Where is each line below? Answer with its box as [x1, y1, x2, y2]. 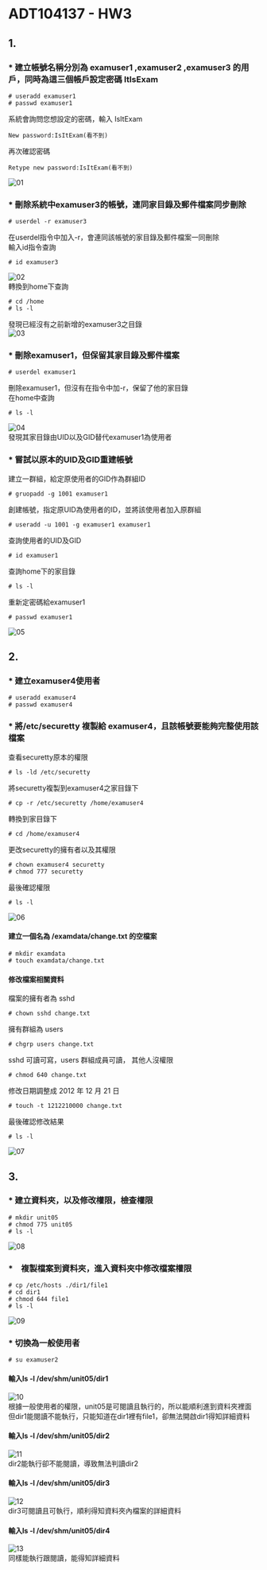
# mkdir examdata [8, 950, 66, 958]
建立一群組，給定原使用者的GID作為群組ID [8, 474, 146, 484]
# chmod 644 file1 [8, 1296, 69, 1304]
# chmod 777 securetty [8, 868, 83, 876]
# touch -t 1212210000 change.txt [8, 1102, 123, 1110]
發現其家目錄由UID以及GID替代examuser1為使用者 [8, 433, 172, 442]
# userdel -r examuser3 [8, 218, 87, 226]
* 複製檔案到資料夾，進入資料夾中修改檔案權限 [8, 1262, 192, 1273]
